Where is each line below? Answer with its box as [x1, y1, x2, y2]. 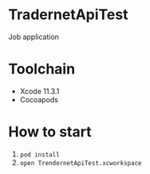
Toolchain [8, 60, 76, 78]
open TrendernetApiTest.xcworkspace [19, 159, 142, 167]
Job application [8, 32, 60, 42]
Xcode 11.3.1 [19, 86, 60, 96]
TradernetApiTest [8, 6, 128, 24]
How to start [8, 123, 92, 141]
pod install [19, 150, 60, 159]
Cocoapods [19, 94, 58, 105]
